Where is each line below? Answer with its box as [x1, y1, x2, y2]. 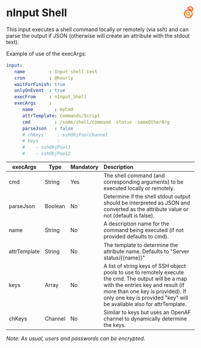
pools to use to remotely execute [103, 268, 184, 276]
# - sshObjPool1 [22, 144, 71, 151]
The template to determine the [103, 241, 178, 248]
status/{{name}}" [103, 254, 145, 261]
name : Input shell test [14, 69, 98, 75]
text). [6, 38, 19, 45]
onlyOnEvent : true [14, 87, 66, 94]
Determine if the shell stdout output [103, 193, 191, 200]
